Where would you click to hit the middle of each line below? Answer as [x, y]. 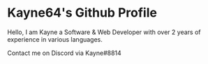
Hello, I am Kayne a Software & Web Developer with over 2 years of [104, 32]
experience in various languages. [55, 39]
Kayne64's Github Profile [82, 13]
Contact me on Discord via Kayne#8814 [65, 53]
